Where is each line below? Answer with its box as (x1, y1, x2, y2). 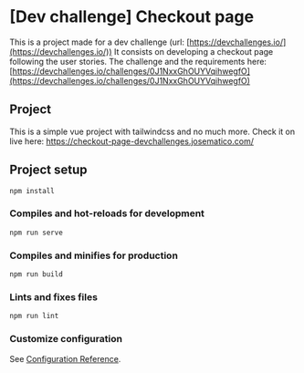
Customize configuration (9, 333, 123, 346)
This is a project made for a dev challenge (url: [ (9, 36, 190, 47)
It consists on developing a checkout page (113, 46, 274, 57)
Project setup (9, 162, 89, 178)
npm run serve (9, 228, 64, 237)
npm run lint (9, 312, 59, 321)
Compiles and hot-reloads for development (9, 207, 205, 220)
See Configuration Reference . (9, 353, 121, 364)
